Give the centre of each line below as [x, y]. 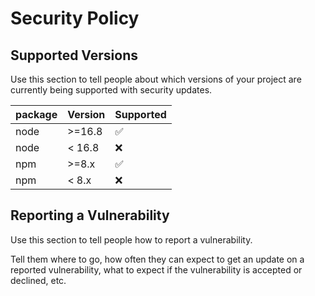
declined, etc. [38, 280]
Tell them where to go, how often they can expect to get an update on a [157, 259]
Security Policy [75, 18]
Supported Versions [74, 55]
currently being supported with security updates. [111, 90]
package [36, 114]
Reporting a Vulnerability [90, 215]
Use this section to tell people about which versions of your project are [156, 79]
